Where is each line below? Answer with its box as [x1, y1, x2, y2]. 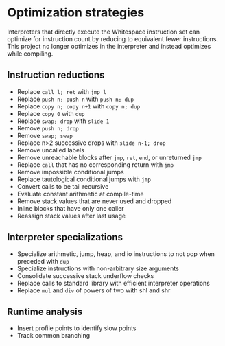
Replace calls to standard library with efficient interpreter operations [16, 279, 211, 287]
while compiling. [7, 49, 54, 58]
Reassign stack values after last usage [16, 211, 126, 220]
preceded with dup [16, 257, 70, 265]
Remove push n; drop [16, 124, 79, 132]
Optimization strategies [7, 5, 145, 21]
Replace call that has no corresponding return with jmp [16, 160, 174, 169]
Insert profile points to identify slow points [16, 324, 137, 332]
